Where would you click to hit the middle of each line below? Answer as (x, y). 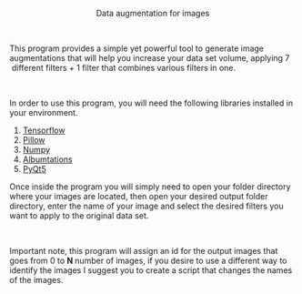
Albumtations (47, 159)
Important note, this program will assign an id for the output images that (144, 251)
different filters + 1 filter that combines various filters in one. (124, 68)
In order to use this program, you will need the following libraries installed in (151, 103)
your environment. (44, 112)
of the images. (36, 280)
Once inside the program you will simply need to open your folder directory (150, 187)
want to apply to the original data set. (79, 216)
